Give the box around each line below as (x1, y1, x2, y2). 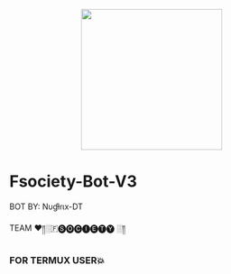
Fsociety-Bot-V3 (9, 171, 138, 192)
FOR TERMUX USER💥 (9, 253, 106, 266)
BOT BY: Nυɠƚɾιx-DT (9, 201, 84, 212)
